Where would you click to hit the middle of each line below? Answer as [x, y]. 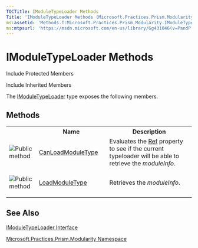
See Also [23, 213]
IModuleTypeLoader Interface [42, 227]
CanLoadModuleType [68, 152]
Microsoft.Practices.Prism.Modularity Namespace [67, 239]
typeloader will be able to [144, 156]
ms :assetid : [21, 22]
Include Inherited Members [39, 85]
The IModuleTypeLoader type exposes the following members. [82, 97]
